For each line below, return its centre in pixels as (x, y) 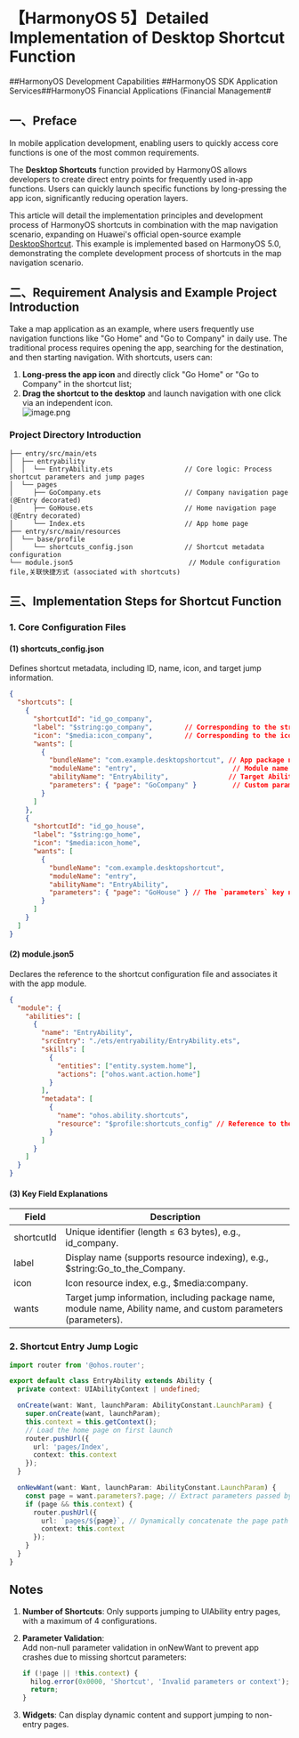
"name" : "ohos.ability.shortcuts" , (123, 1116)
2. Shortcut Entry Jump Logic (74, 1346)
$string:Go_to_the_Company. (125, 1269)
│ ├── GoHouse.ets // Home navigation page (143, 508)
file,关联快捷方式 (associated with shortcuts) (95, 572)
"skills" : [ (64, 1050)
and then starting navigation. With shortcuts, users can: (111, 357)
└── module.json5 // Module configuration (145, 562)
